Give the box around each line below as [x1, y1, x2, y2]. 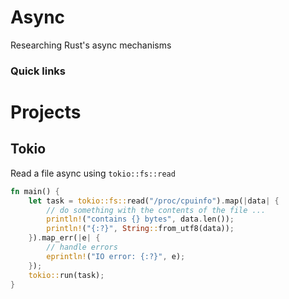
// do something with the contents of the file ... [46, 205, 267, 215]
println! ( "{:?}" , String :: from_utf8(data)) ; [46, 224, 235, 234]
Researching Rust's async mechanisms [10, 39, 172, 51]
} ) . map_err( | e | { [28, 233, 101, 243]
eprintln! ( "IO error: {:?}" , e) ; [46, 251, 186, 261]
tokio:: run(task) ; [28, 270, 105, 280]
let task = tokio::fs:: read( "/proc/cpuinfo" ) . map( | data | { [28, 196, 280, 206]
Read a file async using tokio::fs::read [10, 167, 176, 179]
